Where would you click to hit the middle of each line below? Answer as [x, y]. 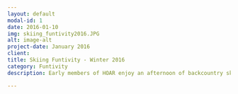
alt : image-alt [30, 40]
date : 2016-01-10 [33, 27]
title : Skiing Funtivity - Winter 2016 [66, 60]
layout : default [31, 14]
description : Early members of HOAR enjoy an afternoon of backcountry [115, 73]
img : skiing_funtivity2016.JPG [53, 34]
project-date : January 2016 [49, 47]
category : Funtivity [38, 66]
